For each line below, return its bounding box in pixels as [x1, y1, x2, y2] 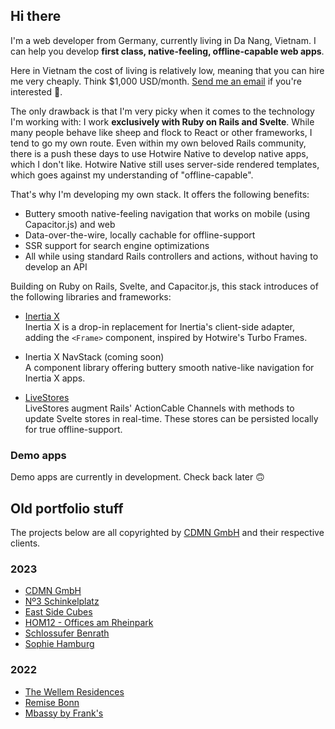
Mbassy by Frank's [24, 707, 104, 719]
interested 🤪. [10, 85, 63, 98]
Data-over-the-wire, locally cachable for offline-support [24, 229, 256, 241]
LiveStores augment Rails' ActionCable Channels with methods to [24, 402, 295, 414]
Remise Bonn [24, 696, 80, 708]
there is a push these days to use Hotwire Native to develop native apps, [10, 147, 309, 159]
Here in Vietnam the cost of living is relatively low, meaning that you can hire [10, 64, 325, 76]
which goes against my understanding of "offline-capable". [10, 169, 254, 181]
